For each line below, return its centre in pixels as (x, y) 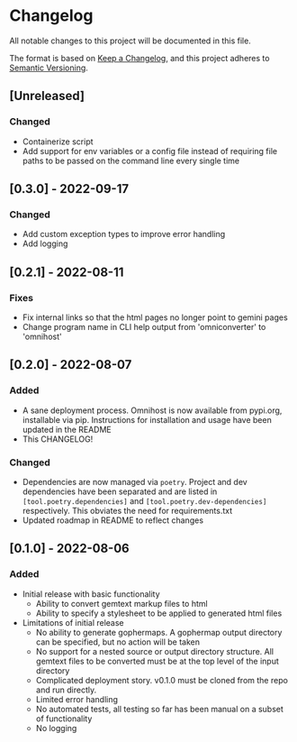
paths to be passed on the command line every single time (131, 160)
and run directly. (66, 690)
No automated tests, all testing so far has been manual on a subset (159, 709)
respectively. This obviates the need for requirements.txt (127, 510)
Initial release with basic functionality (91, 594)
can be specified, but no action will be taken (118, 642)
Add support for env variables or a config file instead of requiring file (149, 151)
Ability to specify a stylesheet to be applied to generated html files (159, 613)
